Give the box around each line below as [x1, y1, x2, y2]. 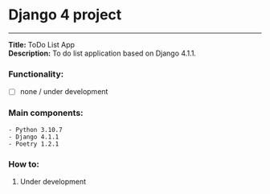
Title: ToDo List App [8, 39, 75, 49]
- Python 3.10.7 [8, 126, 63, 134]
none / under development [19, 87, 108, 97]
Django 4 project [8, 6, 122, 24]
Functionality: [8, 68, 64, 80]
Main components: [8, 107, 84, 118]
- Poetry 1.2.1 [8, 139, 59, 148]
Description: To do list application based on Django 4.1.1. [8, 48, 197, 58]
